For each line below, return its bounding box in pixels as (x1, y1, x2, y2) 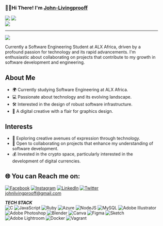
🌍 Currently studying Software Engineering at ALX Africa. (12, 87, 129, 93)
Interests (5, 122, 33, 131)
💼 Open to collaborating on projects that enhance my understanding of (12, 140, 154, 146)
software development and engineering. (5, 59, 85, 65)
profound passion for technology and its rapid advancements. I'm (5, 49, 136, 55)
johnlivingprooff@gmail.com (5, 190, 62, 196)
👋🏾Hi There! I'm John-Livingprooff (5, 4, 88, 11)
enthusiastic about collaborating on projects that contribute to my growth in (5, 54, 156, 60)
